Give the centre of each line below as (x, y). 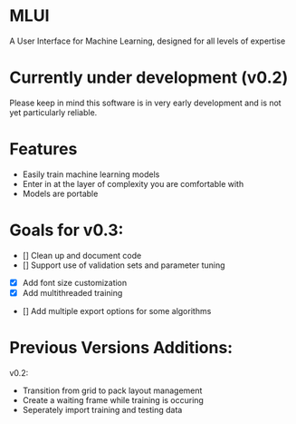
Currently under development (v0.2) (149, 78)
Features (43, 149)
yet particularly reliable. (53, 112)
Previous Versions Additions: (121, 348)
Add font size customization (75, 282)
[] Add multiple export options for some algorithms (117, 311)
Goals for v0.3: (67, 230)
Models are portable (60, 193)
